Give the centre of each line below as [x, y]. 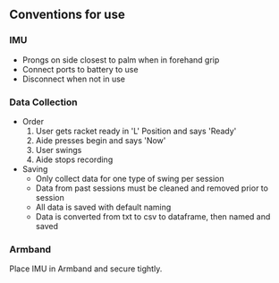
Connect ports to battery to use [80, 69]
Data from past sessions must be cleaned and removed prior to [152, 188]
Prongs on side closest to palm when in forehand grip [121, 60]
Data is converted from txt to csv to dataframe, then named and [153, 216]
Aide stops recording [74, 159]
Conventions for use [67, 15]
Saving [35, 168]
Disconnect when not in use [74, 79]
